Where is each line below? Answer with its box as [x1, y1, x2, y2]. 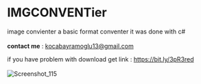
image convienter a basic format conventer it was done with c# [7, 27, 186, 36]
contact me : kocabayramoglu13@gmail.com [7, 42, 134, 50]
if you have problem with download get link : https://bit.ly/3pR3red [7, 55, 194, 63]
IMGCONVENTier [7, 5, 108, 20]
